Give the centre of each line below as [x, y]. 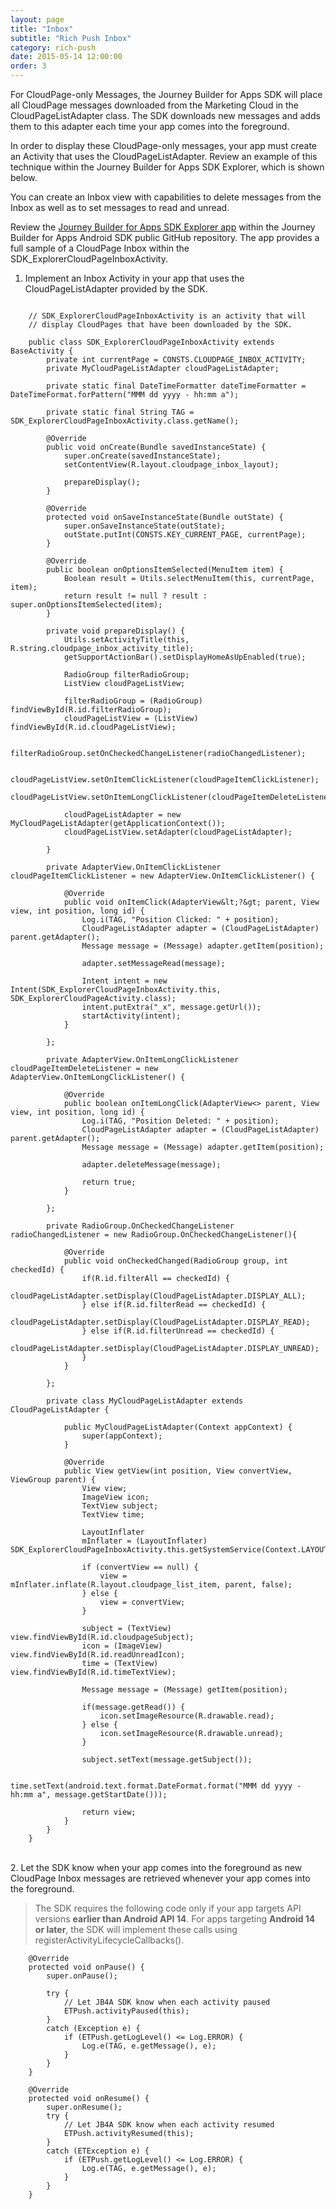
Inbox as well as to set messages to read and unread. [120, 207]
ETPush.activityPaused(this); [126, 2011]
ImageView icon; [115, 1497]
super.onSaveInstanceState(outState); [144, 526]
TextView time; [113, 1515]
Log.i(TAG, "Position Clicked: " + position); [180, 920]
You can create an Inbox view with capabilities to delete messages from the [166, 197]
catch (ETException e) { [98, 2151]
